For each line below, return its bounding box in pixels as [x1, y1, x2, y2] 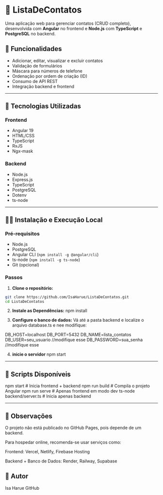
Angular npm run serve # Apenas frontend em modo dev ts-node [5, 388, 135, 394]
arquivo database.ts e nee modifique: [12, 322, 87, 328]
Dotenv [12, 192, 27, 198]
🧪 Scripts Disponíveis [5, 370, 71, 378]
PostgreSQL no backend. [5, 31, 56, 36]
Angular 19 [12, 128, 34, 133]
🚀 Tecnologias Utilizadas [5, 102, 81, 111]
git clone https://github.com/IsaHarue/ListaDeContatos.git [5, 295, 130, 299]
